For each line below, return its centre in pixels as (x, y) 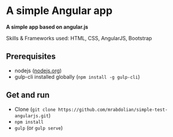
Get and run (28, 95)
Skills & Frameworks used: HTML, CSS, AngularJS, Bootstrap (79, 38)
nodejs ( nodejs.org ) (38, 71)
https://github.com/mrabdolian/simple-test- (113, 110)
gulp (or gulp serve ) (38, 128)
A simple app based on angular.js (47, 27)
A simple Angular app (59, 11)
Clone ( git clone (35, 109)
